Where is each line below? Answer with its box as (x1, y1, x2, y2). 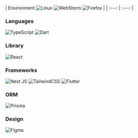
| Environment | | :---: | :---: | (5, 5, 133, 11)
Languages (5, 17, 34, 25)
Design (5, 115, 24, 123)
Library (5, 42, 24, 49)
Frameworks (5, 67, 37, 74)
